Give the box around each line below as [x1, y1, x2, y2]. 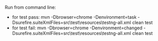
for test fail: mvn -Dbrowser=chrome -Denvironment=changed [12, 25, 143, 31]
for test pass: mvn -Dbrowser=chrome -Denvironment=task [12, 14, 137, 20]
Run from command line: [5, 5, 56, 10]
